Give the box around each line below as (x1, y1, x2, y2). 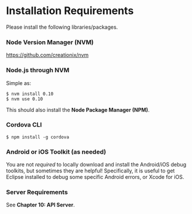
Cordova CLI (6, 121, 42, 129)
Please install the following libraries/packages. (6, 23, 118, 30)
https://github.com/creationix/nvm (6, 52, 89, 59)
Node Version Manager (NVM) (6, 38, 94, 46)
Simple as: (6, 79, 31, 86)
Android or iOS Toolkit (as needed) (6, 148, 107, 156)
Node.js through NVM (6, 66, 70, 74)
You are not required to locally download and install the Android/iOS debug (6, 161, 187, 168)
